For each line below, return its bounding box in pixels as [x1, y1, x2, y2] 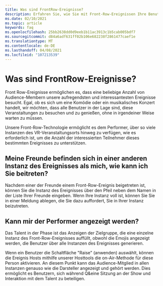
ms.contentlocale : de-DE [5, 43, 55, 48]
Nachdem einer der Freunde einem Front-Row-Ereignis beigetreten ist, [5, 182, 146, 188]
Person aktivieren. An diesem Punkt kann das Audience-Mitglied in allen [5, 260, 149, 266]
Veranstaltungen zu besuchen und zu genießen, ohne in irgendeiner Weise [5, 110, 154, 116]
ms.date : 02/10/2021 [5, 16, 47, 21]
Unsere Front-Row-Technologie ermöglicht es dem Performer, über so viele [5, 125, 156, 130]
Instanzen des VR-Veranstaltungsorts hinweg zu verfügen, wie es [5, 130, 136, 136]
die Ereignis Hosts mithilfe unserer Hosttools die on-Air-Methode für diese [5, 255, 154, 261]
